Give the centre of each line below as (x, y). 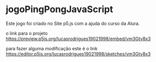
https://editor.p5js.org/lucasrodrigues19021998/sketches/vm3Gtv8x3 (78, 54)
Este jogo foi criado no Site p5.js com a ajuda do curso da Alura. (73, 23)
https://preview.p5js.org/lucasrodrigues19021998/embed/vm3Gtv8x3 (78, 39)
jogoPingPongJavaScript (59, 9)
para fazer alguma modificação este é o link (52, 48)
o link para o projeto (27, 33)
